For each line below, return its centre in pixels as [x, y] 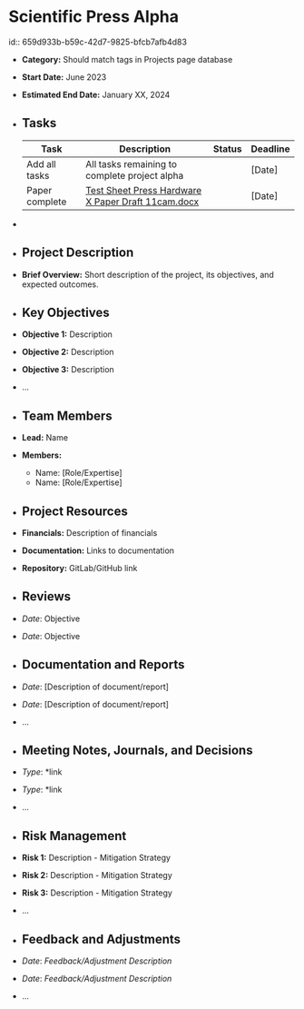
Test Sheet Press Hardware [143, 190]
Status [227, 149]
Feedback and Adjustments [101, 939]
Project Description [78, 253]
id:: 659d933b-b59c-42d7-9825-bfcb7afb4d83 [98, 42]
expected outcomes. [60, 284]
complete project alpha [134, 175]
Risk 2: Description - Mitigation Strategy [97, 875]
